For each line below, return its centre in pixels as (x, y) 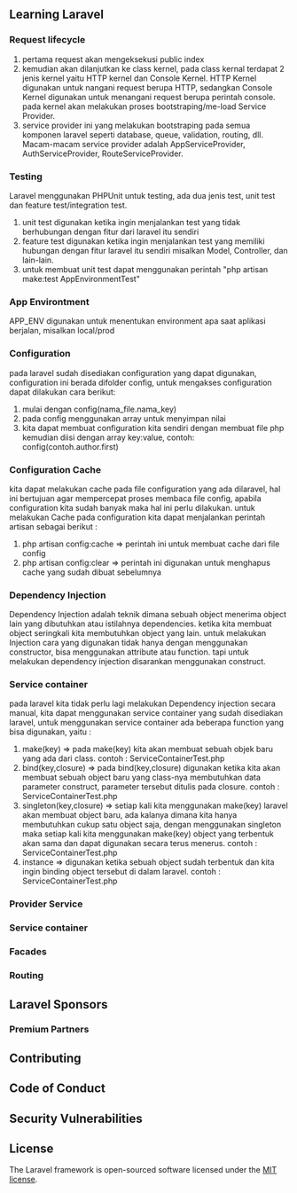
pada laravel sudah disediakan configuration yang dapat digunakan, (133, 373)
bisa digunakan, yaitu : (50, 732)
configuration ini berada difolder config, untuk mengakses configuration (141, 382)
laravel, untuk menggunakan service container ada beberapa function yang (147, 723)
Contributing (45, 1058)
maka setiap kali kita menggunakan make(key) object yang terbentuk (148, 834)
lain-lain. (38, 260)
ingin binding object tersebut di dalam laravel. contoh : (121, 872)
